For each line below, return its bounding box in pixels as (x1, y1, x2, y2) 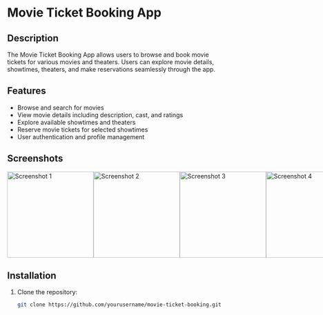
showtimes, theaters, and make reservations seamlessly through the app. (7, 65, 216, 73)
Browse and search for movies (17, 103, 105, 112)
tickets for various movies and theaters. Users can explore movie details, (7, 58, 215, 66)
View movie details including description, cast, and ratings (17, 110, 184, 119)
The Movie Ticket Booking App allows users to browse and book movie (7, 50, 209, 59)
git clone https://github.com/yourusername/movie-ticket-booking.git (17, 301, 222, 308)
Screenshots (7, 153, 63, 165)
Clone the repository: (17, 288, 78, 296)
